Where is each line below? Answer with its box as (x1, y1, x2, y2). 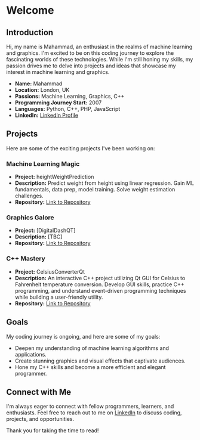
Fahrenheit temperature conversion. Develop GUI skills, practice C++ (14, 281, 185, 288)
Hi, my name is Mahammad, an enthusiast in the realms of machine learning (6, 43, 193, 50)
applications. (14, 351, 47, 358)
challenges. (14, 192, 44, 200)
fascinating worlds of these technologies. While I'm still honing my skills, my (6, 56, 193, 63)
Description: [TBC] (14, 233, 63, 240)
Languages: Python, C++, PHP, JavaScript (14, 106, 121, 112)
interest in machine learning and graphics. (6, 69, 110, 75)
